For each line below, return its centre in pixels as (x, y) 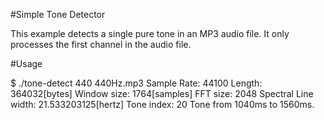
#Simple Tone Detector (58, 14)
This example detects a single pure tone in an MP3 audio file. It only (150, 33)
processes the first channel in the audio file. (101, 44)
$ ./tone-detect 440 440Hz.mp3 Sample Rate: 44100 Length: (136, 83)
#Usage (26, 63)
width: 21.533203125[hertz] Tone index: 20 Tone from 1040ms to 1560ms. (162, 104)
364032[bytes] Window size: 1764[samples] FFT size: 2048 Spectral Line (162, 93)
